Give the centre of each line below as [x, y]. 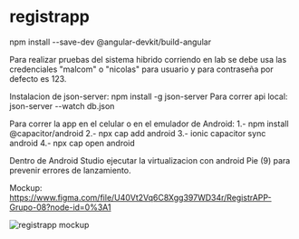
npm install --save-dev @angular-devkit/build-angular [110, 42]
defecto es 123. [38, 78]
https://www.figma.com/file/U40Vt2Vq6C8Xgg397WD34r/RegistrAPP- [140, 197]
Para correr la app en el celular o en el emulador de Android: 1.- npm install [149, 124]
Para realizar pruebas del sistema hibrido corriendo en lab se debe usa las [148, 59]
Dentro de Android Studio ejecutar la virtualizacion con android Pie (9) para [150, 160]
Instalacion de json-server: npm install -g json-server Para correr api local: [149, 96]
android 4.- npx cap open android [72, 143]
